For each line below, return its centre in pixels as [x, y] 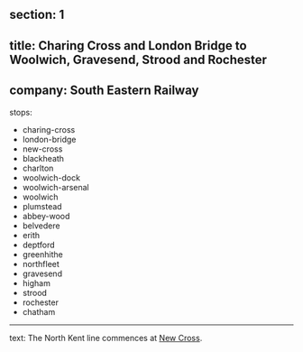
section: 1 [37, 15]
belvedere [41, 226]
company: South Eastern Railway [104, 91]
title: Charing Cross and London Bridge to [128, 46]
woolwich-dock [51, 177]
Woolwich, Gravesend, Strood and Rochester [138, 59]
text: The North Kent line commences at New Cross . [106, 338]
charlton [38, 168]
